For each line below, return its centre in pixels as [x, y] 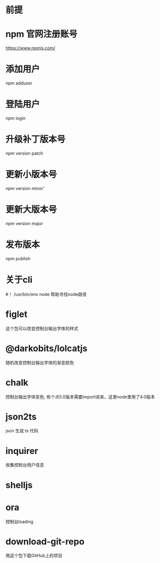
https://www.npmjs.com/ [30, 48]
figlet [17, 314]
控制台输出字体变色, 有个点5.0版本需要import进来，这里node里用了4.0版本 [80, 396]
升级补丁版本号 [36, 139]
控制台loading [20, 521]
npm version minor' [25, 188]
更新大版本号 [31, 210]
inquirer [22, 451]
